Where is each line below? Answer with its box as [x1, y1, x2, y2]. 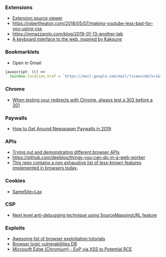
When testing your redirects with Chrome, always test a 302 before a [12, 97, 153, 103]
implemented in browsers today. [12, 165, 78, 171]
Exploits [5, 224, 25, 231]
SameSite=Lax [12, 188, 42, 194]
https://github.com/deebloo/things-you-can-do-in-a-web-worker [12, 155, 146, 161]
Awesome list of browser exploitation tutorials [12, 236, 105, 242]
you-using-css [12, 26, 42, 32]
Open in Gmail [12, 60, 41, 66]
